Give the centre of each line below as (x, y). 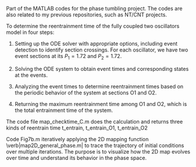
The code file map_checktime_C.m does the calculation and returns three (94, 121)
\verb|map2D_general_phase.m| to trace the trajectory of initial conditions (95, 145)
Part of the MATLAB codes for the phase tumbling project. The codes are (94, 8)
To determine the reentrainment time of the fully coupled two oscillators (93, 26)
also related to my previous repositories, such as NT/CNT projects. (87, 15)
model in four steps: (30, 32)
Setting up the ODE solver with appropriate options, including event (96, 44)
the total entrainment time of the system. (64, 110)
